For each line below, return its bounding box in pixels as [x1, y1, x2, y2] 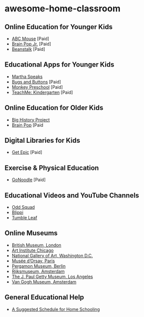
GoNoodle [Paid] [11, 177, 46, 183]
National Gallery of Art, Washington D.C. [11, 252, 93, 258]
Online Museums [4, 229, 58, 238]
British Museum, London [11, 242, 62, 248]
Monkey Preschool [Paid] [11, 84, 63, 90]
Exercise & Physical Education [4, 163, 99, 172]
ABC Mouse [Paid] [11, 36, 50, 41]
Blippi [11, 209, 24, 215]
